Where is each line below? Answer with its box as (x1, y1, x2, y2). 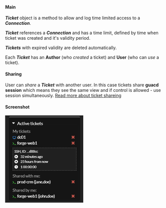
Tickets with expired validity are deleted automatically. (5, 45, 117, 51)
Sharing (5, 71, 22, 77)
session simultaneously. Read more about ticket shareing (5, 92, 121, 99)
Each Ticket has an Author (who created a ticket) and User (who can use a (5, 55, 160, 61)
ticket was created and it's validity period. (5, 35, 91, 41)
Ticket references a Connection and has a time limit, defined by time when (5, 30, 159, 36)
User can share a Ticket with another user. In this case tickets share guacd (5, 82, 159, 88)
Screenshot (5, 104, 30, 110)
